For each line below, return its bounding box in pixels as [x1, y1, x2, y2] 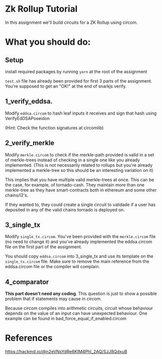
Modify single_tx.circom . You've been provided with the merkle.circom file [5, 234, 156, 239]
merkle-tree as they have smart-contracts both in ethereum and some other [5, 187, 157, 193]
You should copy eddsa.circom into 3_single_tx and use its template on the [5, 254, 154, 259]
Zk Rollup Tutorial [5, 3, 78, 15]
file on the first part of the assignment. [5, 244, 82, 250]
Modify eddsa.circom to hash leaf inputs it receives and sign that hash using [5, 110, 157, 116]
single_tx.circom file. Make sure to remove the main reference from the [5, 258, 149, 264]
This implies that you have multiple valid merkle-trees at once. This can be [5, 176, 154, 183]
